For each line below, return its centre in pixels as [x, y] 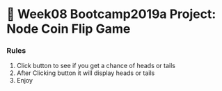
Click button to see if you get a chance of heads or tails [96, 66]
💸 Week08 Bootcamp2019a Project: [111, 14]
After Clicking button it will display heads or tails [86, 73]
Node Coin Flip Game [69, 29]
